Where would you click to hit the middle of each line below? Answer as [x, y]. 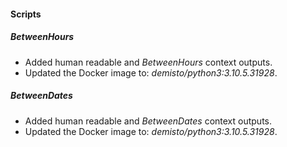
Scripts [26, 14]
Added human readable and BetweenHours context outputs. [148, 62]
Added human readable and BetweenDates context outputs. [148, 121]
